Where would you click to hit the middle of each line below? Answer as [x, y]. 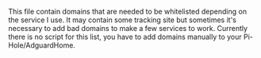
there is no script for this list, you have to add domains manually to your [125, 37]
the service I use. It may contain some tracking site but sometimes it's [122, 20]
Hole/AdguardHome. [42, 45]
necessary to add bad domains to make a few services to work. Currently [128, 28]
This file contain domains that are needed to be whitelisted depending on [128, 12]
